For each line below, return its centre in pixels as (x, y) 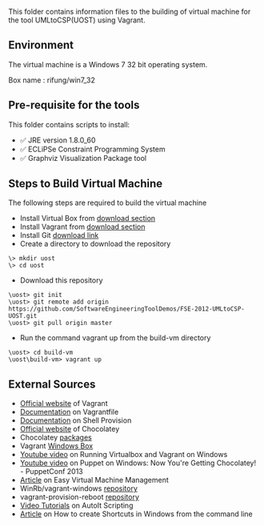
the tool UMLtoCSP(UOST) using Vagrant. (77, 20)
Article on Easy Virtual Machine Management (94, 480)
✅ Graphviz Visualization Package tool (83, 158)
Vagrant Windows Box (56, 446)
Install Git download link (59, 235)
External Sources (52, 384)
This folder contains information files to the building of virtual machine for (130, 12)
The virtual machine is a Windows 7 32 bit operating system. (108, 64)
